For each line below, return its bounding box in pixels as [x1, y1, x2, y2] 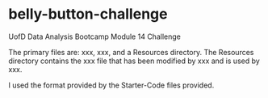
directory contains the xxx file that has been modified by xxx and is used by [8, 56, 260, 66]
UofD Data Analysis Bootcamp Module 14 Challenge [8, 32, 182, 41]
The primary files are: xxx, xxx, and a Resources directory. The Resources [8, 47, 254, 57]
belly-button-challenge [8, 5, 168, 23]
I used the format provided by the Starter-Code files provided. [8, 80, 215, 90]
